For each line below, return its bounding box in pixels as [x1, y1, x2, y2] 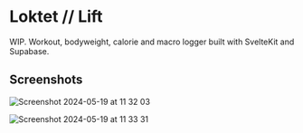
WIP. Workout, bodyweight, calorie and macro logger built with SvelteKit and [9, 36, 295, 47]
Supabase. [9, 45, 50, 56]
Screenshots [9, 72, 83, 88]
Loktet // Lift [9, 6, 103, 27]
